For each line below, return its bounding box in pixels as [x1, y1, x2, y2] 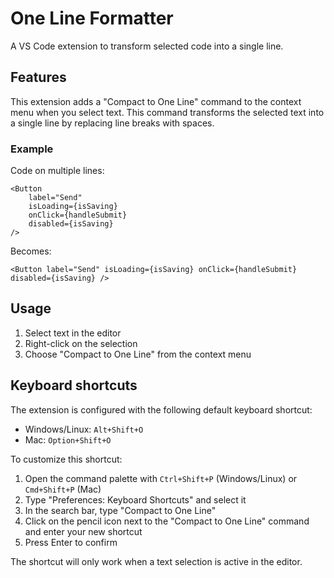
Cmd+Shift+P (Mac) [24, 483, 102, 495]
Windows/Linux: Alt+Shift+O [24, 423, 144, 435]
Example [10, 142, 54, 156]
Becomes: [10, 245, 52, 257]
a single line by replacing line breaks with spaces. [10, 117, 215, 129]
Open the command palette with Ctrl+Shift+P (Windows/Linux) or [24, 472, 298, 484]
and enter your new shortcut [24, 525, 143, 537]
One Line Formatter [10, 7, 174, 30]
